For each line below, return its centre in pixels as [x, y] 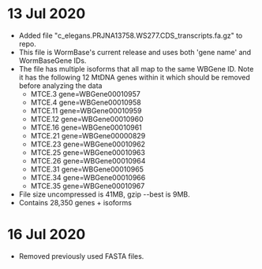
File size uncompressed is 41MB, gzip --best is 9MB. [104, 194]
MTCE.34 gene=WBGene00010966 [88, 177]
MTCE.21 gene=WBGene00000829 [88, 135]
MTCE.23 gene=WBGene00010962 [88, 144]
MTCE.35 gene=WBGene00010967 [88, 186]
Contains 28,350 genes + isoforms [75, 202]
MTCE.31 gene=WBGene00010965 [87, 169]
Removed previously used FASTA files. [81, 256]
